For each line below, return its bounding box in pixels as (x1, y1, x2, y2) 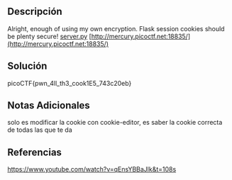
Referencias (7, 146, 62, 158)
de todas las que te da (7, 125, 72, 134)
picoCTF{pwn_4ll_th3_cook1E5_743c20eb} (7, 79, 132, 87)
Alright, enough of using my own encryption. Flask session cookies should (7, 24, 225, 33)
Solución (7, 60, 48, 72)
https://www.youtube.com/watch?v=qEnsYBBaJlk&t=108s (7, 165, 177, 174)
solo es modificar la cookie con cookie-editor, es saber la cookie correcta (7, 118, 223, 127)
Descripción (7, 6, 62, 18)
